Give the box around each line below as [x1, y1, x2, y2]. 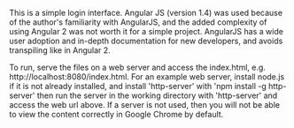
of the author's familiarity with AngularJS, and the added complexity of [9, 17, 267, 27]
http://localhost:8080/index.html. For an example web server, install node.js [9, 72, 285, 82]
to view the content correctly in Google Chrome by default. [9, 109, 224, 119]
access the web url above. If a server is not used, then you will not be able [9, 100, 281, 109]
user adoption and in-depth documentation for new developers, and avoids [9, 35, 283, 46]
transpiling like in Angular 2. [9, 45, 111, 56]
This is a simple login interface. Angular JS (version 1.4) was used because [9, 8, 283, 18]
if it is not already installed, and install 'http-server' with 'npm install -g [9, 81, 267, 91]
